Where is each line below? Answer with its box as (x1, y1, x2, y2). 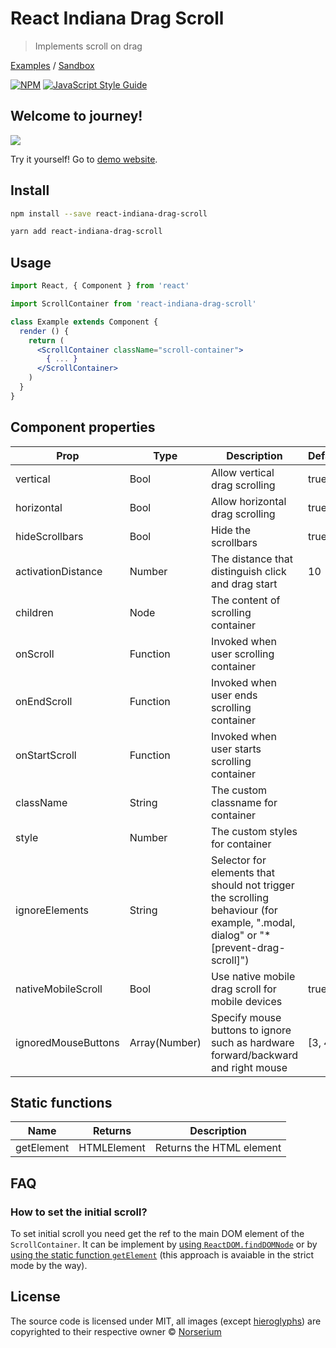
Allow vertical (210, 465, 275, 479)
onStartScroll (15, 748, 77, 762)
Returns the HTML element (154, 1141, 282, 1155)
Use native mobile (210, 969, 296, 983)
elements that (210, 865, 275, 879)
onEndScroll (15, 694, 73, 708)
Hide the (210, 523, 252, 537)
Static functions (10, 1094, 113, 1111)
